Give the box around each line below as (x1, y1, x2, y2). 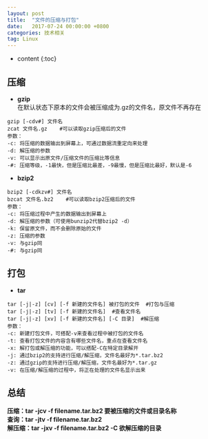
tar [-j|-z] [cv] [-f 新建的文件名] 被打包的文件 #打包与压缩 (7, 301, 175, 308)
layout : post (7, 10, 45, 17)
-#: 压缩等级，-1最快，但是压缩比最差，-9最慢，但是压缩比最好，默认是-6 (7, 162, 192, 169)
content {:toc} (17, 54, 57, 63)
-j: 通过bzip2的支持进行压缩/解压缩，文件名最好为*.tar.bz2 (7, 352, 163, 358)
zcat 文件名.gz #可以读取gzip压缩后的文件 (7, 125, 127, 132)
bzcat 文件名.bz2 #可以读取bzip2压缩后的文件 (7, 195, 136, 203)
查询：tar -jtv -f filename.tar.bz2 (7, 415, 102, 423)
